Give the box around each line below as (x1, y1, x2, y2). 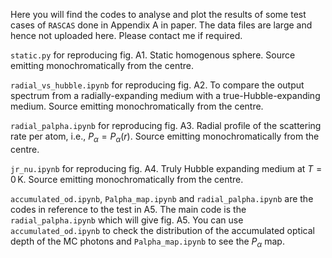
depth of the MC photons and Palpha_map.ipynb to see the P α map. (10, 235, 285, 249)
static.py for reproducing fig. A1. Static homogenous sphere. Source (10, 49, 296, 61)
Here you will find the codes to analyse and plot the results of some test (10, 9, 307, 20)
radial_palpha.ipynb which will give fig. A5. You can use (10, 214, 244, 226)
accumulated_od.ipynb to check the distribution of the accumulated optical (10, 224, 315, 236)
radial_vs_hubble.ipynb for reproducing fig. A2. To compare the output (10, 79, 305, 91)
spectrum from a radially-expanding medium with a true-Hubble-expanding (10, 90, 321, 101)
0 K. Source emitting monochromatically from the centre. (10, 173, 244, 185)
